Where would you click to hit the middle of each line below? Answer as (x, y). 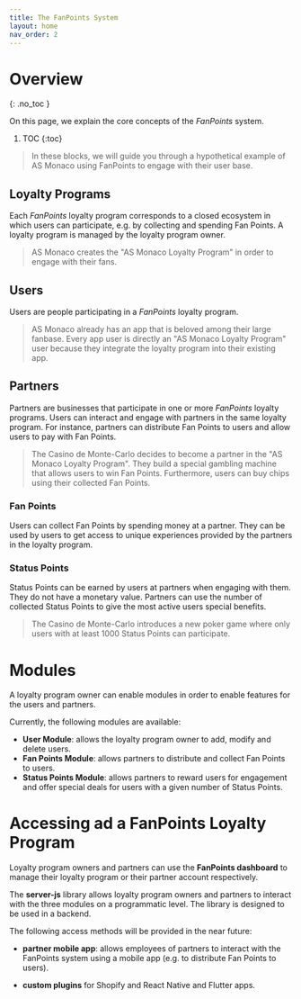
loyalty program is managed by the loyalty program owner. (118, 235)
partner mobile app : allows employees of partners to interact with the (151, 949)
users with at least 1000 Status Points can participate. (131, 634)
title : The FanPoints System (64, 18)
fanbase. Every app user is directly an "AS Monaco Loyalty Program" (159, 338)
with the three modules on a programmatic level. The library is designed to (147, 904)
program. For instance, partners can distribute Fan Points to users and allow (150, 427)
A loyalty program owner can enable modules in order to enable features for (150, 695)
